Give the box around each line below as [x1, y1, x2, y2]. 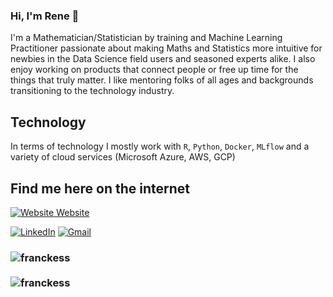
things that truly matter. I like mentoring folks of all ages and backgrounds [10, 74, 314, 86]
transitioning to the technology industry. [10, 85, 175, 97]
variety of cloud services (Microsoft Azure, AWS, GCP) [10, 151, 236, 163]
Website [56, 206, 90, 218]
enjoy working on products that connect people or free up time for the [10, 64, 299, 76]
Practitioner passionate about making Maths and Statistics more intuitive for [10, 42, 323, 54]
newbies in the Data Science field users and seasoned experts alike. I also [10, 53, 316, 65]
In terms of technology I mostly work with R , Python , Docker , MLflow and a [10, 140, 310, 153]
